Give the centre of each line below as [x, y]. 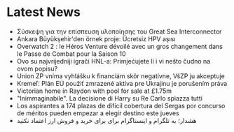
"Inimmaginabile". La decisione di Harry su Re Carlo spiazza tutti [109, 98]
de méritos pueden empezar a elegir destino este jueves [98, 113]
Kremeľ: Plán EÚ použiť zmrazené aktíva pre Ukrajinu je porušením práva [122, 83]
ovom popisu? [37, 68]
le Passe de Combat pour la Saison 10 [71, 54]
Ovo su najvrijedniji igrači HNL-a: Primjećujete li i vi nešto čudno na [113, 61]
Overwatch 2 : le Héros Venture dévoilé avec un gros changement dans [120, 46]
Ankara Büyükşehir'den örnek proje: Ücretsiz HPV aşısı [96, 38]
